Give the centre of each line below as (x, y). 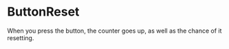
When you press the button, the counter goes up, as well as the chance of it (115, 31)
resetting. (21, 37)
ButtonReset (43, 12)
